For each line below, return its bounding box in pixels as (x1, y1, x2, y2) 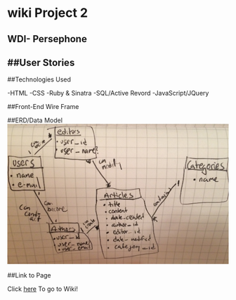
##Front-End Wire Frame (7, 103, 79, 111)
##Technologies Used (7, 75, 72, 84)
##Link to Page (7, 271, 51, 280)
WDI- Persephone (7, 33, 88, 45)
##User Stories (7, 56, 75, 68)
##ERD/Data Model (7, 116, 63, 124)
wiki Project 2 (7, 5, 88, 21)
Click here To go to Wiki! (7, 285, 79, 293)
